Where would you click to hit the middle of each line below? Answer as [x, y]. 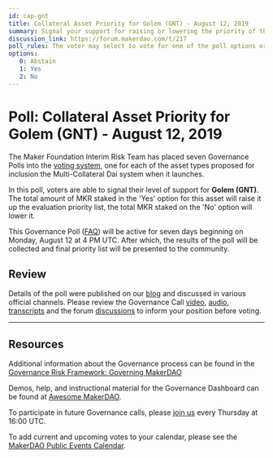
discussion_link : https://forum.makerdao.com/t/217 [97, 39]
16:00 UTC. [27, 421]
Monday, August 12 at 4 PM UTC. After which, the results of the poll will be [133, 240]
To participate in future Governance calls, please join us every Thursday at [133, 412]
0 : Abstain [38, 62]
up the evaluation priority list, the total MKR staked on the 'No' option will [130, 207]
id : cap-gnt [28, 16]
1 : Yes [30, 69]
